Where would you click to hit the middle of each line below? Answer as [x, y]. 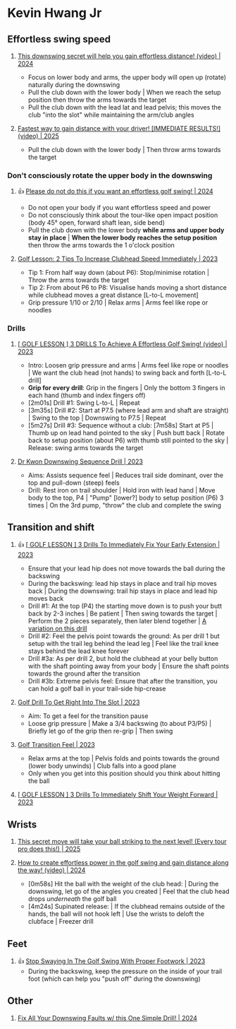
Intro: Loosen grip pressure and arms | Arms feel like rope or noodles [128, 365]
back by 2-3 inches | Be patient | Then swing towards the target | [123, 613]
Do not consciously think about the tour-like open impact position [123, 215]
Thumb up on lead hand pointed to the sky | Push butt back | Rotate [126, 433]
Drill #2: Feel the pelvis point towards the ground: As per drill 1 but [124, 636]
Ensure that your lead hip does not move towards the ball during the [126, 569]
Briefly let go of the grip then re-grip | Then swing [100, 731]
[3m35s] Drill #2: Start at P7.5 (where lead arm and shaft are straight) [128, 410]
